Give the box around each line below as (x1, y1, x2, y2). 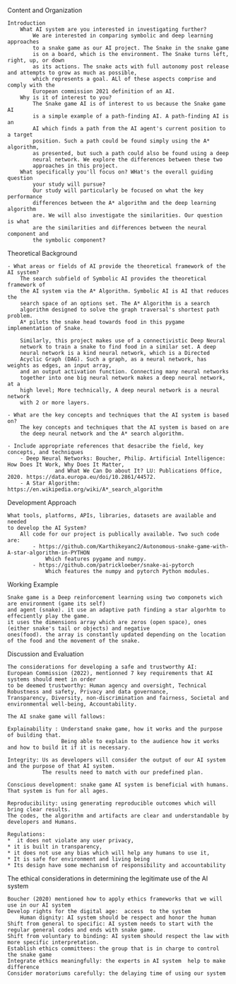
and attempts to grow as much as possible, (7, 69, 138, 77)
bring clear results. (7, 806, 71, 813)
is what (7, 218, 30, 225)
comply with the (7, 81, 55, 89)
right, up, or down (7, 57, 65, 64)
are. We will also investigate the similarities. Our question (33, 212, 223, 219)
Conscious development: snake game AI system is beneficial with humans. (7, 781, 230, 788)
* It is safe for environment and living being (7, 856, 151, 863)
